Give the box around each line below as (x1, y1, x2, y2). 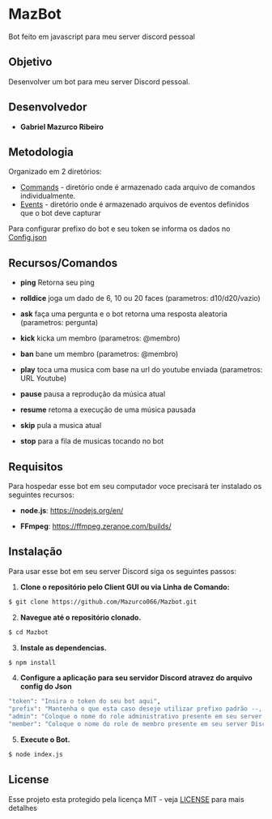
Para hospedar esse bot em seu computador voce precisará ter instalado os (8, 482, 262, 491)
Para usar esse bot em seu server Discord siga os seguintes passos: (8, 566, 237, 576)
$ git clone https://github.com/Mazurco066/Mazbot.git (8, 598, 198, 606)
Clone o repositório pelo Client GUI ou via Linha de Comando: (19, 581, 230, 592)
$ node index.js (8, 750, 63, 758)
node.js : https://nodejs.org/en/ (19, 506, 124, 515)
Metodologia (8, 145, 74, 159)
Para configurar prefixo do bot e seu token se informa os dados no (8, 224, 231, 234)
